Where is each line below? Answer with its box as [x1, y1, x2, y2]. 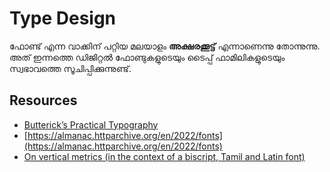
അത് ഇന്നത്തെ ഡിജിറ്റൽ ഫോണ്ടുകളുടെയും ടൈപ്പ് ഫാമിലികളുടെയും [9, 51, 286, 63]
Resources [9, 92, 78, 109]
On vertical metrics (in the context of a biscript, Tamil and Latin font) [23, 150, 306, 162]
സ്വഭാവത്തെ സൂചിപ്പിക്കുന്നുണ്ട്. [9, 62, 132, 74]
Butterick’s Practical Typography [23, 118, 159, 131]
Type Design [9, 7, 117, 30]
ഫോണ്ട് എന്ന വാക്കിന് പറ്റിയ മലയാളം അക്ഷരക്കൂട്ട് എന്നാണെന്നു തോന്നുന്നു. [9, 40, 321, 52]
